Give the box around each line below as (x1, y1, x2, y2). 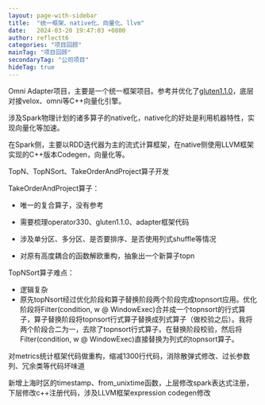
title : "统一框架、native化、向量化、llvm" (8, 19, 144, 27)
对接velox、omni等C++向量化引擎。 (8, 96, 125, 106)
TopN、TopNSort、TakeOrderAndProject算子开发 (8, 166, 169, 175)
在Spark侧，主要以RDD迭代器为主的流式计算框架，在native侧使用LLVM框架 (8, 140, 254, 149)
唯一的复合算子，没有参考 (19, 200, 104, 210)
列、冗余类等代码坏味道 (8, 361, 85, 370)
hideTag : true (8, 64, 56, 71)
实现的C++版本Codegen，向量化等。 (8, 149, 129, 159)
